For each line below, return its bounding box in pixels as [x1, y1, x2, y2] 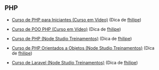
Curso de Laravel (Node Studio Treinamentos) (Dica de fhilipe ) [11, 59, 138, 65]
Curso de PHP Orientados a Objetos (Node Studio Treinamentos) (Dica [11, 45, 155, 51]
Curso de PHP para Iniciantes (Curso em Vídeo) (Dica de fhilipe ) [11, 17, 142, 22]
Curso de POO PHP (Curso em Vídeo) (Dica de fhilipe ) [11, 26, 121, 32]
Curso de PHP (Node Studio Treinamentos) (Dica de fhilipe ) [11, 35, 132, 41]
